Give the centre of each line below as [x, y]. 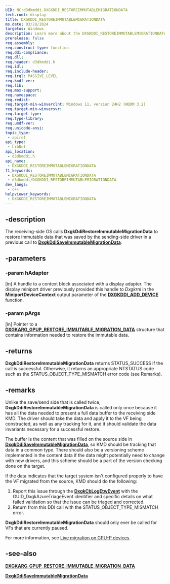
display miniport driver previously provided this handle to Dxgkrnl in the [80, 289]
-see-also [21, 554]
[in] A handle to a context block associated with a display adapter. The [78, 284]
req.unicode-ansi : [25, 128]
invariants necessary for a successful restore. [53, 429]
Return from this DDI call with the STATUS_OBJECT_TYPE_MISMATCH [85, 507]
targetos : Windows [25, 29]
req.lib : [14, 85]
